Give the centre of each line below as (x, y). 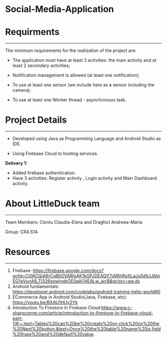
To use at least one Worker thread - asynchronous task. (69, 100)
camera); (22, 90)
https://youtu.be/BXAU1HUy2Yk (45, 302)
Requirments (32, 32)
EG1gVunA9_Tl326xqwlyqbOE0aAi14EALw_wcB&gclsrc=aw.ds (76, 281)
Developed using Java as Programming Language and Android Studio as (86, 139)
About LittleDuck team (52, 204)
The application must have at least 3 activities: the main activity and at (84, 60)
